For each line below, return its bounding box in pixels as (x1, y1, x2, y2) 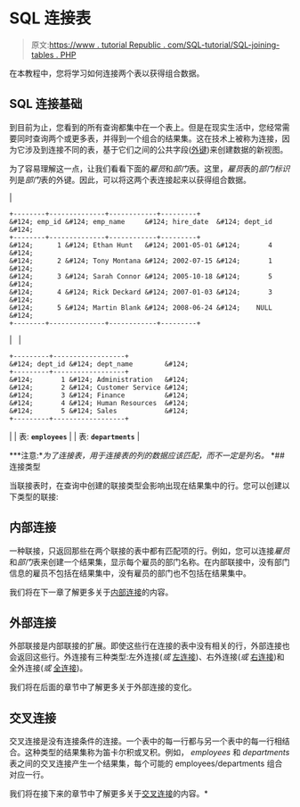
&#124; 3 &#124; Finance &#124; (9, 390, 190, 400)
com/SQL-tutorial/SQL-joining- (167, 39, 280, 50)
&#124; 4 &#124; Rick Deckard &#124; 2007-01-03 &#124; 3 (9, 287, 273, 296)
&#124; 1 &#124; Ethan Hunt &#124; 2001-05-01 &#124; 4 (9, 240, 273, 250)
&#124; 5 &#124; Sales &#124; (9, 406, 190, 415)
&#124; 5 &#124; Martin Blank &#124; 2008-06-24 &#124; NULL (9, 303, 273, 312)
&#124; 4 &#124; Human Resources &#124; (9, 398, 190, 407)
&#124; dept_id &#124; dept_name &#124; (9, 359, 190, 369)
